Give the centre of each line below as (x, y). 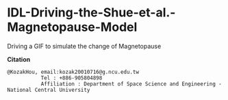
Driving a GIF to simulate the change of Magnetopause (84, 46)
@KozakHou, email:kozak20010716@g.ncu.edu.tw (73, 72)
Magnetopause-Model (72, 27)
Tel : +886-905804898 (72, 78)
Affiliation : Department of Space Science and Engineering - (131, 84)
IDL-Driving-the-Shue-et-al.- (91, 13)
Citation (19, 59)
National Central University (49, 90)
